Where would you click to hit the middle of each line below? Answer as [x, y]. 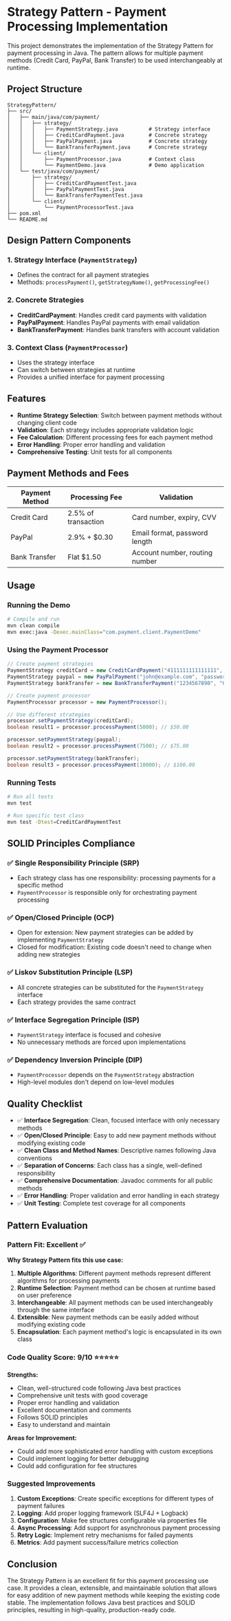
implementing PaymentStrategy [60, 940]
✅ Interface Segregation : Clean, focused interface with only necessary [118, 1120]
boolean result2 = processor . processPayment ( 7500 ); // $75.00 [98, 746]
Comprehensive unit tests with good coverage [82, 1395]
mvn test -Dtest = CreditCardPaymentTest [64, 822]
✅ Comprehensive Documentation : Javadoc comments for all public [115, 1181]
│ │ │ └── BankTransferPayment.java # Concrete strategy [107, 147]
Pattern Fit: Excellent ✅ [46, 1245]
